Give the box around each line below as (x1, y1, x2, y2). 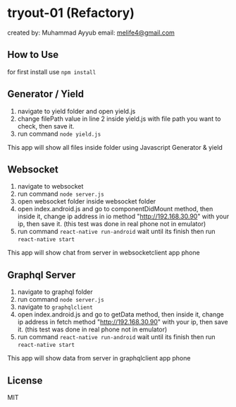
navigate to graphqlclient (17, 302, 93, 312)
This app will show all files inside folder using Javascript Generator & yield (7, 143, 223, 151)
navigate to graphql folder (17, 288, 93, 296)
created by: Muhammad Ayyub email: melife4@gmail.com (7, 28, 175, 37)
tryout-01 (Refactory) (7, 5, 135, 21)
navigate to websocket (17, 182, 84, 191)
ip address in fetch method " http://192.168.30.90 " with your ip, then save (17, 318, 228, 326)
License (7, 374, 43, 387)
